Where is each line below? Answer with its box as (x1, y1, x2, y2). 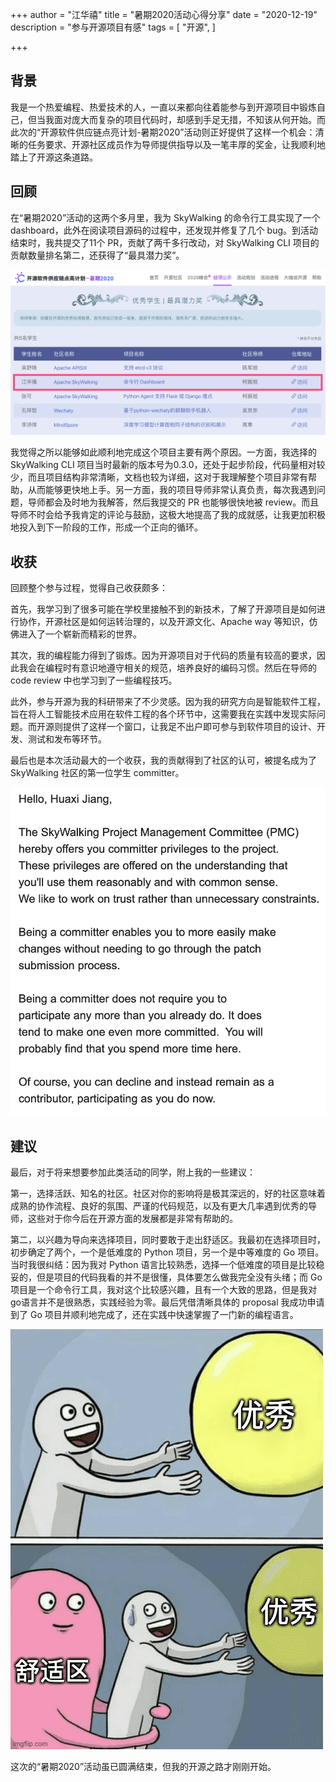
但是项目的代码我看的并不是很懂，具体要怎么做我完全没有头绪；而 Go (36, 1271, 323, 1283)
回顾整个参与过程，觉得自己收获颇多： (10, 582, 168, 594)
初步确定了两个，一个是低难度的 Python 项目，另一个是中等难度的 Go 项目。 (10, 1246, 325, 1258)
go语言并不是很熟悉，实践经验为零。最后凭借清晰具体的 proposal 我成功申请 (10, 1296, 325, 1308)
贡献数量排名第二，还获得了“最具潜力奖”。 (10, 249, 185, 261)
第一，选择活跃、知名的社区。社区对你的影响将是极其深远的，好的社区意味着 (10, 1188, 326, 1200)
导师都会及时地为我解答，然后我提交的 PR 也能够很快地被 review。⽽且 (27, 496, 320, 508)
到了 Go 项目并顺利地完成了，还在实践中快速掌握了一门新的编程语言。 (10, 1309, 299, 1321)
